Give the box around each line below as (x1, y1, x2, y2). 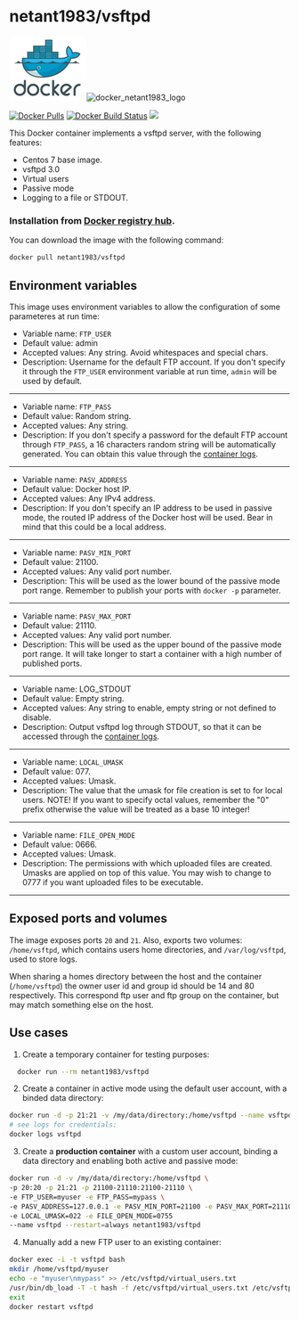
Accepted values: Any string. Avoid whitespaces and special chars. (21, 347, 269, 357)
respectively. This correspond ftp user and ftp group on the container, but (9, 989, 279, 1000)
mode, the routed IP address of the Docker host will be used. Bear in (21, 512, 273, 522)
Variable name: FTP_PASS (21, 401, 112, 412)
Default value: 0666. (21, 839, 98, 849)
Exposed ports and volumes (9, 911, 167, 926)
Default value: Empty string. (21, 693, 125, 703)
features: (9, 136, 43, 148)
